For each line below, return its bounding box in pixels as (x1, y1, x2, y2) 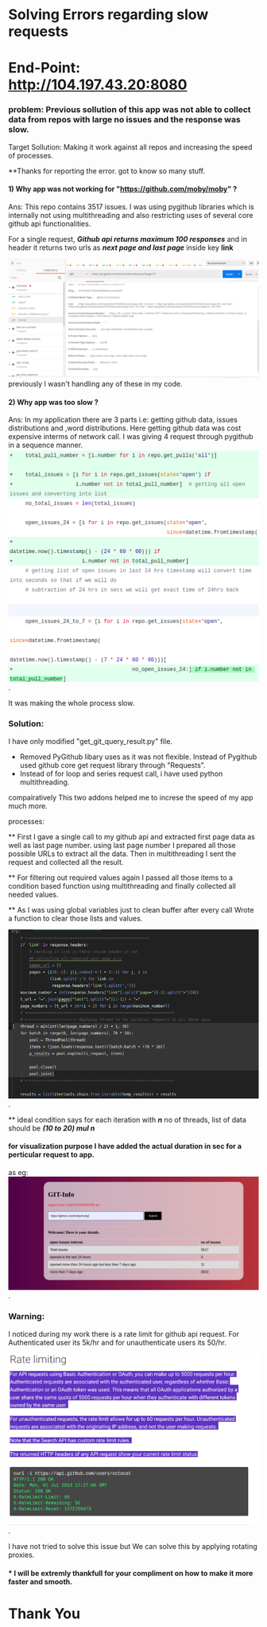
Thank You (8, 1605, 81, 1623)
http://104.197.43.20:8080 (8, 76, 188, 94)
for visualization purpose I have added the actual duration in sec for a (8, 1142, 242, 1151)
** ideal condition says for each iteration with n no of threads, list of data (8, 1115, 246, 1124)
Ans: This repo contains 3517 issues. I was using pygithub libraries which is (8, 201, 254, 212)
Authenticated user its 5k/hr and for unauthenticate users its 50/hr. (8, 1337, 227, 1347)
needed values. (8, 889, 59, 899)
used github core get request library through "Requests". (19, 760, 206, 769)
